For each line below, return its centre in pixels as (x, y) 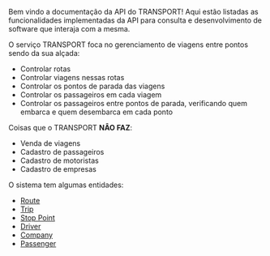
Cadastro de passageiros (62, 152)
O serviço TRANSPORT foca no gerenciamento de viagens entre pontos (129, 45)
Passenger (38, 243)
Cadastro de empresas (58, 169)
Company (36, 235)
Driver (30, 226)
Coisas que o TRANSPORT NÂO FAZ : (71, 128)
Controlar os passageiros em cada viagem (91, 95)
